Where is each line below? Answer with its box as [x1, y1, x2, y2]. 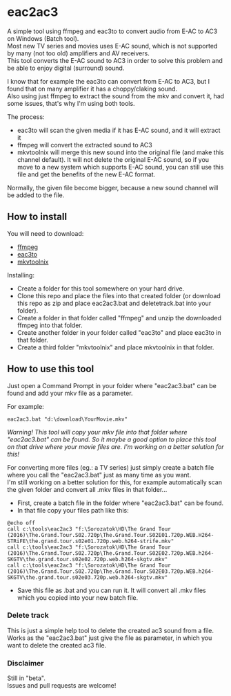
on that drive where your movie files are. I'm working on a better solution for [7, 442, 224, 450]
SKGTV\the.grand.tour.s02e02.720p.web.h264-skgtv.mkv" [7, 556, 168, 562]
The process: [7, 112, 45, 121]
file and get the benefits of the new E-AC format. [17, 170, 156, 178]
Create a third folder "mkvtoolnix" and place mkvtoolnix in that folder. [17, 343, 214, 351]
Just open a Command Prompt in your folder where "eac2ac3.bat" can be [7, 381, 217, 390]
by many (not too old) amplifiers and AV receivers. [7, 49, 150, 57]
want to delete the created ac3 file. [7, 641, 107, 649]
